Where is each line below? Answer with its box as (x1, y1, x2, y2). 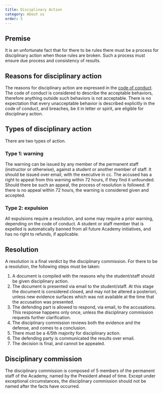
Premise (5, 34, 31, 43)
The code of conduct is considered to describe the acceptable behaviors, (5, 90, 153, 96)
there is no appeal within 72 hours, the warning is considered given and (5, 187, 149, 193)
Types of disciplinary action (5, 125, 92, 133)
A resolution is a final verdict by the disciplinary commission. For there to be (5, 259, 158, 264)
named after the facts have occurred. (5, 383, 80, 389)
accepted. (5, 193, 25, 198)
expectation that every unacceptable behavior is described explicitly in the (5, 101, 155, 106)
